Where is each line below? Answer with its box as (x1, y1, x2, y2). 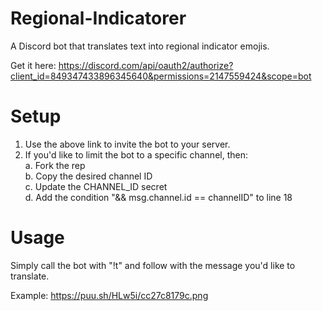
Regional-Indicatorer (10, 7, 187, 30)
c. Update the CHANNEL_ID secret (24, 180, 168, 192)
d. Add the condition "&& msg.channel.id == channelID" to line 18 (24, 191, 293, 203)
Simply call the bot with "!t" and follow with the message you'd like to (10, 259, 296, 271)
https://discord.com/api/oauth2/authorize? (58, 59, 234, 71)
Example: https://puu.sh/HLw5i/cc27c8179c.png (10, 289, 209, 301)
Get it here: (10, 59, 57, 71)
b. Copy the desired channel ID (24, 170, 153, 182)
